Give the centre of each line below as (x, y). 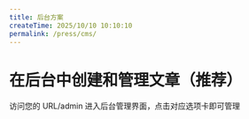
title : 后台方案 (36, 17)
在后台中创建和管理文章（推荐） (126, 80)
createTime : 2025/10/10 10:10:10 (71, 26)
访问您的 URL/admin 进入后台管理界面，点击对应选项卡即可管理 (125, 106)
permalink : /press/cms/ (53, 33)
